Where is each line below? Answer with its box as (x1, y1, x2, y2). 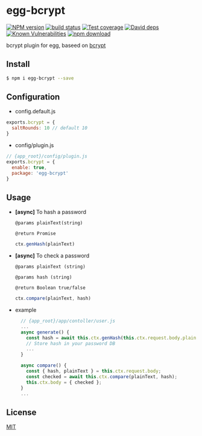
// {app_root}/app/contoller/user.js (21, 318, 116, 324)
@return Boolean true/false (14, 285, 86, 291)
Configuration (6, 92, 60, 103)
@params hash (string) (14, 274, 72, 280)
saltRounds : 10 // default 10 (11, 125, 87, 131)
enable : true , (11, 164, 47, 171)
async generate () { (21, 329, 70, 335)
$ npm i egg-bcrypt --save (6, 75, 74, 81)
